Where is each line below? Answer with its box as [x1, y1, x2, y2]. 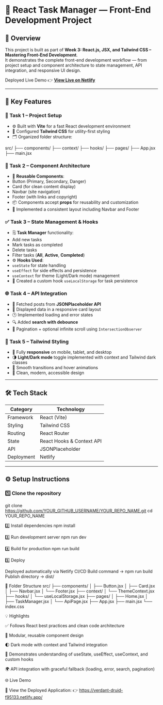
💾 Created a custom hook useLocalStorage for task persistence [12, 278, 138, 284]
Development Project [5, 15, 92, 26]
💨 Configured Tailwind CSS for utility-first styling [12, 128, 110, 134]
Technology [56, 406, 85, 412]
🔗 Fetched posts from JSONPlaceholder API [12, 301, 101, 307]
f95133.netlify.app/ [5, 694, 43, 700]
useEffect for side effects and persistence [12, 268, 97, 274]
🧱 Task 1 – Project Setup [5, 112, 62, 119]
